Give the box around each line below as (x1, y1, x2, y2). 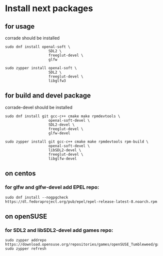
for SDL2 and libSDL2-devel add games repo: (5, 226, 114, 233)
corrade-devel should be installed (5, 104, 73, 110)
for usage (5, 22, 35, 31)
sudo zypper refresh (5, 246, 47, 251)
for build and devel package (5, 92, 91, 100)
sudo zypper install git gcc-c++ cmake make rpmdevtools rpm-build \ (5, 139, 149, 144)
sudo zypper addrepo (5, 238, 47, 243)
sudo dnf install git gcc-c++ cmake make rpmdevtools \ (5, 113, 120, 119)
